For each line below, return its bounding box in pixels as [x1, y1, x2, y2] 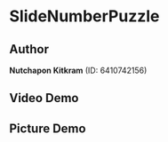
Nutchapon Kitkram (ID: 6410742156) [9, 65, 148, 75]
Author [9, 42, 49, 57]
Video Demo [9, 91, 79, 106]
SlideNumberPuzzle [9, 6, 160, 27]
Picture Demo [9, 121, 86, 136]
